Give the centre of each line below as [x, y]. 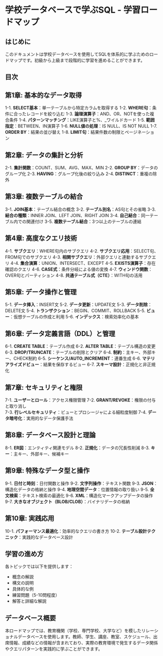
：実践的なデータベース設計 [45, 537]
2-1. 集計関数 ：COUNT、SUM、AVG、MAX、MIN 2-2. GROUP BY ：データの [81, 168]
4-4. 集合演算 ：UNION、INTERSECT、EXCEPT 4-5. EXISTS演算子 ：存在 [83, 263]
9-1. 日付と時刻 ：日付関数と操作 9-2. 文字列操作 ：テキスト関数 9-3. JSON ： [81, 483]
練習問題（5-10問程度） [36, 595]
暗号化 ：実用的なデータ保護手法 [41, 419]
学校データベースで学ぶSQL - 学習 [73, 10]
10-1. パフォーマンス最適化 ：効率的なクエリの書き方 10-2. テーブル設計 [76, 531]
